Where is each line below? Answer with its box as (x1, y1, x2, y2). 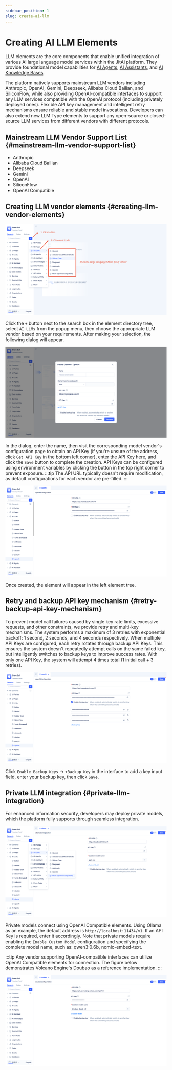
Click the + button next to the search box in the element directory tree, (5, 320, 154, 326)
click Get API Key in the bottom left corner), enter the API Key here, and (5, 454, 156, 460)
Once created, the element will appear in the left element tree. (5, 582, 136, 588)
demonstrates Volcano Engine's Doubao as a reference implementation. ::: (5, 965, 162, 971)
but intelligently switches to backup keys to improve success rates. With (5, 651, 158, 657)
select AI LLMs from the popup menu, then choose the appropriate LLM (5, 326, 156, 332)
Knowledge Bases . (5, 70, 45, 76)
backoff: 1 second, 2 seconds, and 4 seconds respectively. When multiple (5, 634, 161, 641)
